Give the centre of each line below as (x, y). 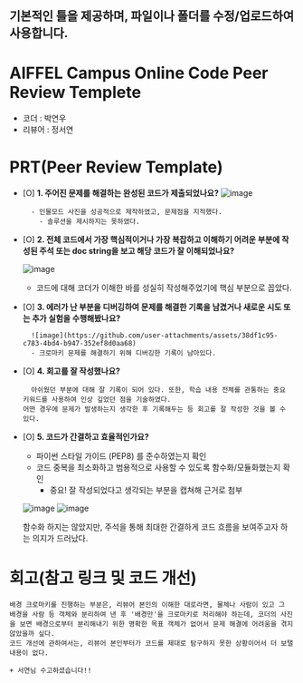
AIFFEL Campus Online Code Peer (139, 73)
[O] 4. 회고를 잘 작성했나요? (71, 371)
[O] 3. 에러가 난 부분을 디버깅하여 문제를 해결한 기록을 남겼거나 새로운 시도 (152, 307)
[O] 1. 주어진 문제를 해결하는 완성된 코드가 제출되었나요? (121, 193)
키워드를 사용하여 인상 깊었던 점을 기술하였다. (97, 400)
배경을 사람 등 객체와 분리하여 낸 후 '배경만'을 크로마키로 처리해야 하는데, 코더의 (143, 615)
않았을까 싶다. (32, 634)
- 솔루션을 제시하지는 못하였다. (90, 222)
